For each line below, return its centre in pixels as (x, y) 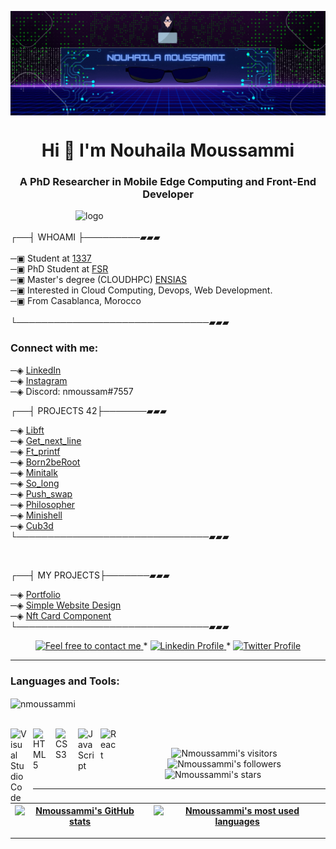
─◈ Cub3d (32, 525)
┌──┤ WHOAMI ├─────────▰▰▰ (85, 237)
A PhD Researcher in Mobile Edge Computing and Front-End (168, 181)
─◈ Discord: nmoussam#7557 (72, 391)
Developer (168, 194)
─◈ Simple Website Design (66, 605)
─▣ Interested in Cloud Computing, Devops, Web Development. (141, 290)
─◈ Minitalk (34, 472)
